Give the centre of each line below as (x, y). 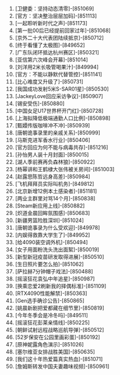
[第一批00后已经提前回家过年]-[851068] (63, 30)
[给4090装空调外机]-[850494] (51, 242)
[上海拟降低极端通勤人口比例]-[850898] (63, 118)
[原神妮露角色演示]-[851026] (49, 344)
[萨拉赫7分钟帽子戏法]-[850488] (54, 271)
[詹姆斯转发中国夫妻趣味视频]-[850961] (62, 366)
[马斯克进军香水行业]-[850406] (53, 140)
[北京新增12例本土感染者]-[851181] (56, 191)
